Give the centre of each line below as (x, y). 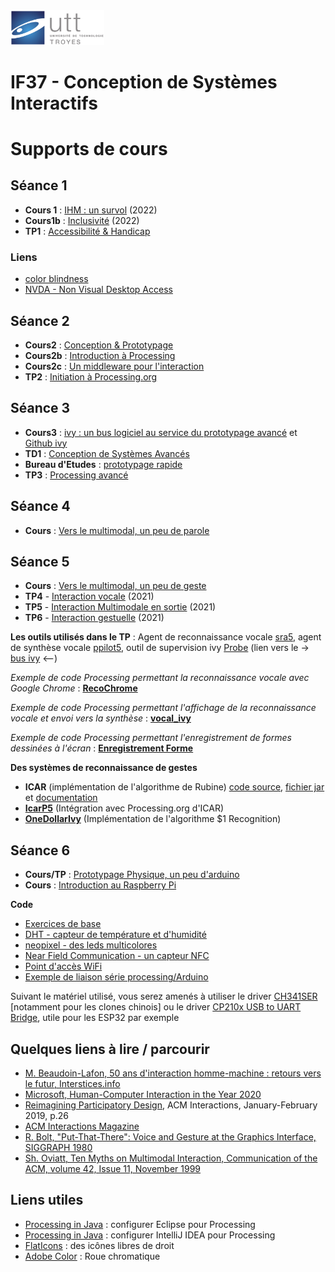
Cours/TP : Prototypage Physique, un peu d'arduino (132, 875)
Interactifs (54, 103)
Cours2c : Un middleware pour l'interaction (114, 366)
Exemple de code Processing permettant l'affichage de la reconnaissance (163, 708)
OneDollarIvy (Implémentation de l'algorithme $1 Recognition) (153, 819)
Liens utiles (47, 1200)
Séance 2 (40, 320)
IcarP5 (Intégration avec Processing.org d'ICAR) (124, 808)
